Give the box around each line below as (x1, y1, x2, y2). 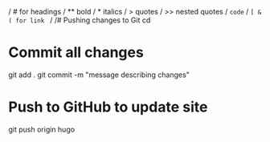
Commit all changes (8, 43, 145, 62)
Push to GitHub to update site (8, 98, 208, 116)
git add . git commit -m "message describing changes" (8, 70, 190, 79)
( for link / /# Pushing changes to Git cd (8, 15, 151, 25)
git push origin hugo (8, 124, 75, 134)
